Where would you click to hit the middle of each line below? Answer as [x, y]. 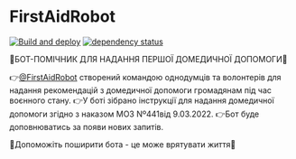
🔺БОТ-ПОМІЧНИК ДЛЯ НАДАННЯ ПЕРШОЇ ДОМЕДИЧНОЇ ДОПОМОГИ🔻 [148, 59]
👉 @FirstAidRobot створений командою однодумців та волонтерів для [145, 77]
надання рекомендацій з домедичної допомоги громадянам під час [141, 90]
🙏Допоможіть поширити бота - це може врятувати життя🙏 [123, 144]
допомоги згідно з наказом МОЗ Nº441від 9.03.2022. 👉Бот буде [134, 114]
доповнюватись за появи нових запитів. [87, 126]
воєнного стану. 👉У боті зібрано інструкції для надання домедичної [142, 100]
